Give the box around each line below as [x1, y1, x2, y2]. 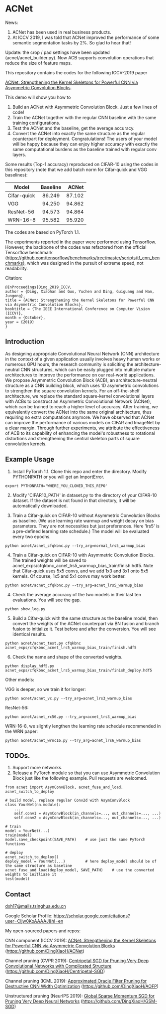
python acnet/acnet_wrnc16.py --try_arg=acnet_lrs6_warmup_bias [5, 738, 141, 743]
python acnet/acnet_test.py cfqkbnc [5, 641, 81, 646]
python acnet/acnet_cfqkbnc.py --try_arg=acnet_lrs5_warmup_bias [5, 583, 143, 588]
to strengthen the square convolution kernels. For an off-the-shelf [5, 387, 140, 394]
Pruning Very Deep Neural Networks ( [5, 998, 83, 1005]
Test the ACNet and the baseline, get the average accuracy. [12, 125, 135, 131]
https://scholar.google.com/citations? [53, 913, 130, 919]
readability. [5, 265, 28, 271]
